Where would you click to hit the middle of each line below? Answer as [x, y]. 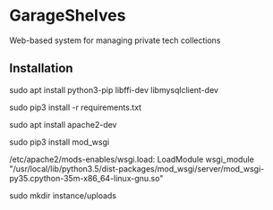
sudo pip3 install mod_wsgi [60, 142]
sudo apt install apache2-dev [63, 124]
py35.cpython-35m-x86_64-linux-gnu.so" [86, 178]
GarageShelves [68, 16]
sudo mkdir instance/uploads [63, 195]
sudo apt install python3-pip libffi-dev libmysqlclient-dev [114, 89]
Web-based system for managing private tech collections [115, 40]
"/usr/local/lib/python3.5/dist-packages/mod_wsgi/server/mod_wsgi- [137, 168]
